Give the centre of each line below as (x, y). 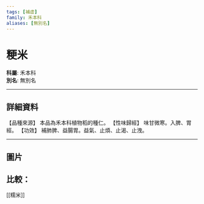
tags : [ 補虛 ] (22, 12)
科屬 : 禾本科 (21, 73)
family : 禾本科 (24, 18)
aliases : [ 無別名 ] (28, 23)
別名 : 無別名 (21, 81)
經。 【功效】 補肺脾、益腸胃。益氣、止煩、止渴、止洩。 (77, 130)
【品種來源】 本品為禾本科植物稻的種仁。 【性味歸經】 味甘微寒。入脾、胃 (99, 123)
